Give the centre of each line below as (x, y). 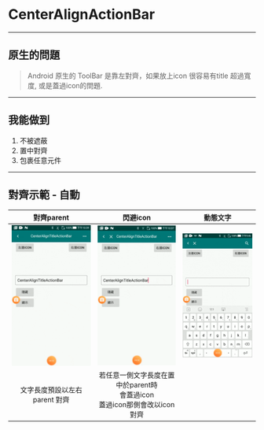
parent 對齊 (51, 400)
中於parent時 (137, 385)
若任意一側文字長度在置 (137, 375)
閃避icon (137, 217)
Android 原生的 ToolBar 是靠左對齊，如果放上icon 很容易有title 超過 (136, 76)
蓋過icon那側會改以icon (137, 405)
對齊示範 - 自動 (44, 195)
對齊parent (51, 217)
